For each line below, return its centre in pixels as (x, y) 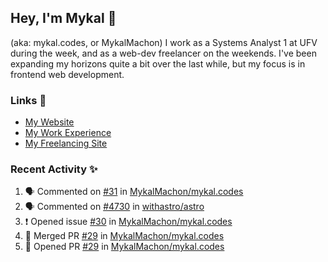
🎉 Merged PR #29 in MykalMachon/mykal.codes (124, 236)
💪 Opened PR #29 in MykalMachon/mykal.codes (124, 247)
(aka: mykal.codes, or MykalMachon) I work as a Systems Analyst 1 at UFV (164, 42)
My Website (49, 122)
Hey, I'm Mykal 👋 (63, 18)
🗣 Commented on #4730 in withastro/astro (114, 207)
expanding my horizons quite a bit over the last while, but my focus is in (158, 63)
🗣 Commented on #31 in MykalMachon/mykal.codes (134, 192)
